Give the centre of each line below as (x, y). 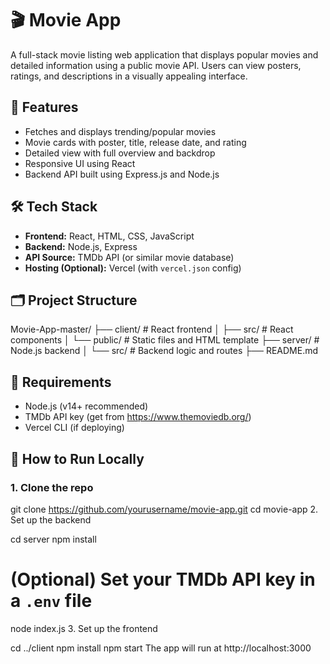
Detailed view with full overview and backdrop (120, 153)
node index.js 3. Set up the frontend (84, 628)
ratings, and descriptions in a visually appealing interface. (129, 76)
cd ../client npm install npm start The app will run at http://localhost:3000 (161, 648)
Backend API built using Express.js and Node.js (122, 174)
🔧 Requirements (61, 382)
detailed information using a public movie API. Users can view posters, (156, 65)
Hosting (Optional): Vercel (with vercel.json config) (133, 268)
